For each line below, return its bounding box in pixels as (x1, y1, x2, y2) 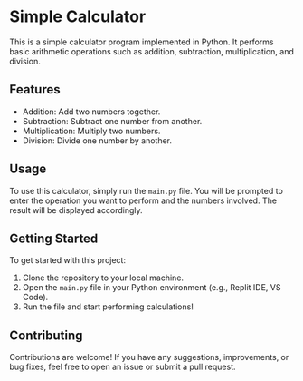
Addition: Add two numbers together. (22, 106, 161, 117)
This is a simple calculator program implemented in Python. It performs (9, 36, 274, 47)
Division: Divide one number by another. (22, 134, 172, 146)
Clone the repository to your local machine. (22, 272, 184, 283)
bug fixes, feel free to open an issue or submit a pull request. (9, 361, 237, 373)
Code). (22, 292, 49, 303)
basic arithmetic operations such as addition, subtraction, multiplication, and (9, 45, 294, 56)
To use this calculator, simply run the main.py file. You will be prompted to (9, 185, 283, 196)
